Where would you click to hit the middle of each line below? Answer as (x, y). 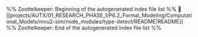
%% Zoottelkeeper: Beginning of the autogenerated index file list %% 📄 (94, 9)
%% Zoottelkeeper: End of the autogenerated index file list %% (84, 28)
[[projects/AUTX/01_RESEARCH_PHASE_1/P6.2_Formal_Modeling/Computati (99, 15)
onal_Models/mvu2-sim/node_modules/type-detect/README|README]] (95, 21)
